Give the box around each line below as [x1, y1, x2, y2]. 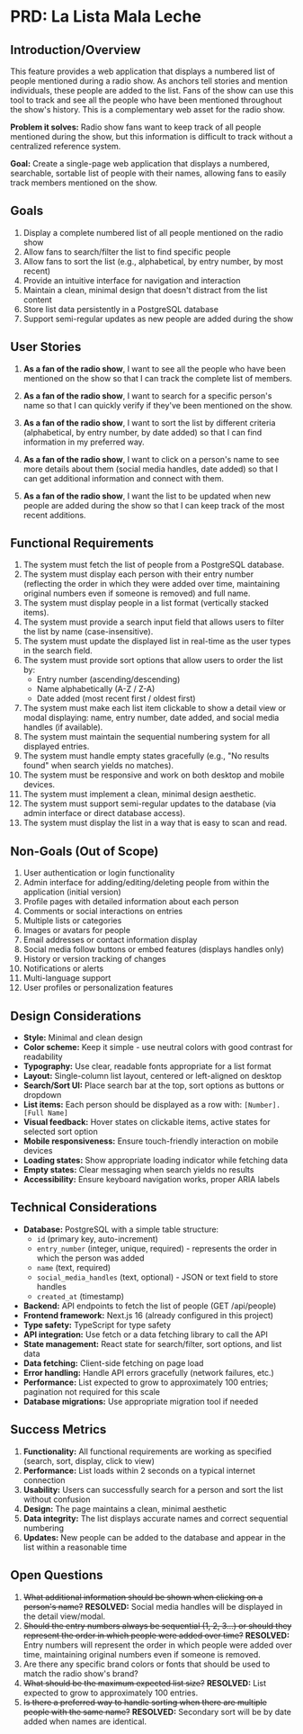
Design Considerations [10, 1008, 142, 1023]
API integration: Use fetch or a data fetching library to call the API [22, 1329, 268, 1340]
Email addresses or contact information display [22, 934, 198, 946]
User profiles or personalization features [22, 983, 174, 993]
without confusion [22, 1494, 91, 1505]
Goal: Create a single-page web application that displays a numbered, [10, 158, 271, 168]
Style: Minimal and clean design [22, 1032, 143, 1043]
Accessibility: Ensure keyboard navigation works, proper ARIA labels [22, 1174, 281, 1185]
